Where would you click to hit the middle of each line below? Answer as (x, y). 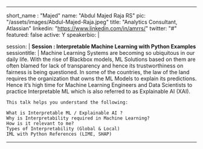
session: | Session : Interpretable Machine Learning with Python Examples (101, 46)
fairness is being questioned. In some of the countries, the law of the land (98, 72)
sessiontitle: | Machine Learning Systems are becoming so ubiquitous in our (101, 53)
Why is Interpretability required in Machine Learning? (78, 118)
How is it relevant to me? (40, 124)
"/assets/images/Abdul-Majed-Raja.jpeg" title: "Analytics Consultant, (92, 22)
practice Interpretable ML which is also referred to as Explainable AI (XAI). (98, 91)
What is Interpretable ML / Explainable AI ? (64, 113)
